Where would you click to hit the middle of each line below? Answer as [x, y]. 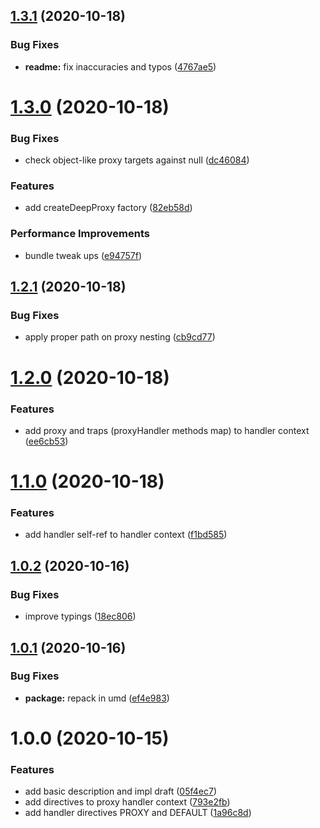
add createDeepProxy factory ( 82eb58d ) [108, 208]
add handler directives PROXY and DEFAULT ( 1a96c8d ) [138, 813]
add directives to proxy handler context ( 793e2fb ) [127, 802]
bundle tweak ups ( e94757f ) [83, 255]
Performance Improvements [80, 234]
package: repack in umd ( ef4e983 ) [97, 698]
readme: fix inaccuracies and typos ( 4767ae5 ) [120, 66]
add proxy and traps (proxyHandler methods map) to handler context [167, 430]
